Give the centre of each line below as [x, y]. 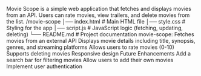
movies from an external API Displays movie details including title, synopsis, [101, 41]
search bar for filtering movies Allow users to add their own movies [90, 60]
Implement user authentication [44, 66]
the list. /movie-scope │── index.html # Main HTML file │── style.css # [96, 21]
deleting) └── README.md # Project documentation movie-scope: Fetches [100, 34]
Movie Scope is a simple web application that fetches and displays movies [99, 9]
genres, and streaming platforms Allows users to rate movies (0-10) [90, 47]
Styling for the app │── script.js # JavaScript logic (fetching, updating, [95, 28]
